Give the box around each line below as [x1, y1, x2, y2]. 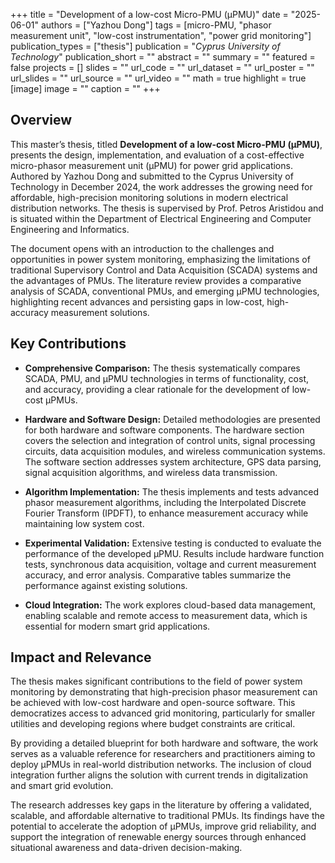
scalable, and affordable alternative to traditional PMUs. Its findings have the [10, 810, 325, 822]
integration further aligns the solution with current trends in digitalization [10, 769, 308, 781]
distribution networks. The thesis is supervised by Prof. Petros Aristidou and [10, 202, 324, 214]
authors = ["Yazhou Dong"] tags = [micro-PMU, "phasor [40, 19, 272, 31]
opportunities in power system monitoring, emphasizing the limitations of [10, 253, 311, 265]
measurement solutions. [50, 306, 150, 318]
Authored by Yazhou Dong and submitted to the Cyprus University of [10, 170, 294, 182]
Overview [10, 112, 73, 129]
